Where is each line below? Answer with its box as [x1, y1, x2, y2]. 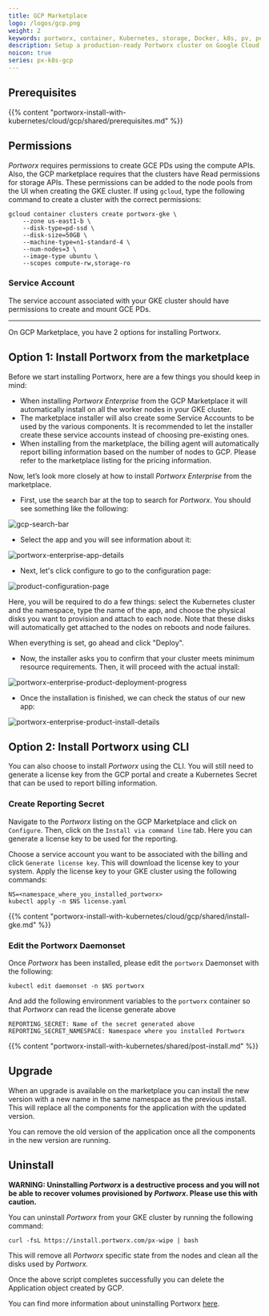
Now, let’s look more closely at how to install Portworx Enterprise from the [8, 470, 252, 481]
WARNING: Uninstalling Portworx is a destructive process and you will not [8, 1180, 260, 1189]
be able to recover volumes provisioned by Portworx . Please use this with [8, 1188, 258, 1198]
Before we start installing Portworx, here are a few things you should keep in [8, 372, 260, 381]
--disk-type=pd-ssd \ [22, 224, 94, 232]
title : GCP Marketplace [8, 11, 88, 20]
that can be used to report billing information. [8, 778, 158, 788]
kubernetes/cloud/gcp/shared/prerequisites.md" [8, 115, 169, 125]
